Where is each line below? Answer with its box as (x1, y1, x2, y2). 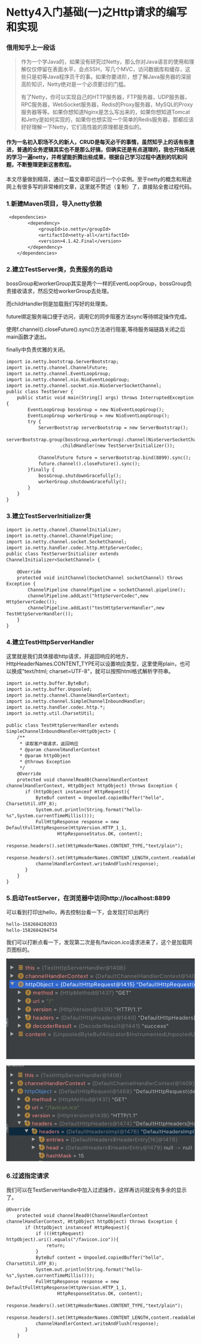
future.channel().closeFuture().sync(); (38, 461, 141, 467)
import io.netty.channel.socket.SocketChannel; (6, 539, 127, 545)
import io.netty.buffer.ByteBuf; (6, 680, 90, 686)
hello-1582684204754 (6, 927, 58, 934)
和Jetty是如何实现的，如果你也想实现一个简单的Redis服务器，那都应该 (20, 116, 194, 123)
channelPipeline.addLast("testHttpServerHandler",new (28, 605, 165, 611)
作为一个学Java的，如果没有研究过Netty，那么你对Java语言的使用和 (20, 58, 190, 65)
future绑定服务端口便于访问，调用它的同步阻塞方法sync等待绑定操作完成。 (6, 313, 190, 320)
